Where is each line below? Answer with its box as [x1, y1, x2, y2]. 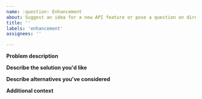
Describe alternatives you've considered [6, 76, 111, 83]
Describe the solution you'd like [6, 64, 87, 72]
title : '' [6, 20, 31, 26]
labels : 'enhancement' [6, 25, 63, 32]
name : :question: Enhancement [6, 8, 82, 15]
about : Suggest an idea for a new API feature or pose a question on [6, 14, 185, 20]
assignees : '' [6, 31, 42, 37]
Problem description [6, 52, 58, 60]
